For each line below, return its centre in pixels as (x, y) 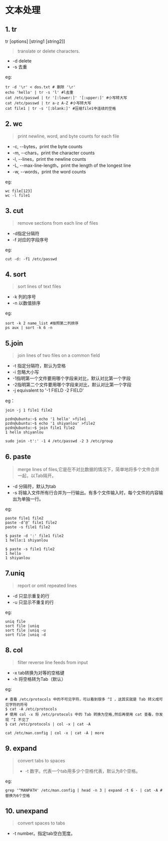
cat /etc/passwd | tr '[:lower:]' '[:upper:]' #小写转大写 (66, 98)
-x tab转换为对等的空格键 (38, 673)
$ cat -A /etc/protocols (31, 709)
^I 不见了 (20, 720)
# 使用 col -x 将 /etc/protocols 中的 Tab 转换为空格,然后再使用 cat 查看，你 (82, 714)
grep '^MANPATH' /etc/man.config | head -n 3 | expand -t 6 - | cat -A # (84, 790)
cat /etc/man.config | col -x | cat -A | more (55, 733)
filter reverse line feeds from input (53, 662)
